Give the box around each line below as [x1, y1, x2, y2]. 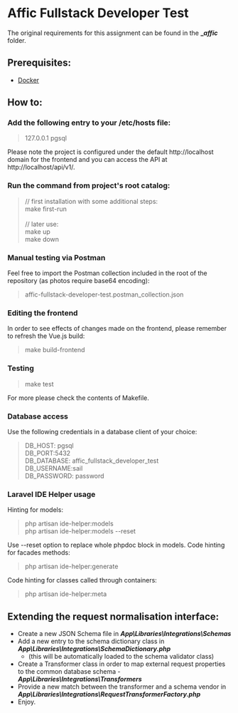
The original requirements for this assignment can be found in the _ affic [7, 29, 218, 37]
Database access [7, 411, 69, 421]
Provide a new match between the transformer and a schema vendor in [17, 682, 227, 691]
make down [24, 235, 59, 243]
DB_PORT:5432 [24, 448, 71, 457]
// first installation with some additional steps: [24, 197, 158, 205]
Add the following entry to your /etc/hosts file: [7, 118, 171, 128]
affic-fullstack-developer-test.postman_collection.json [24, 290, 184, 299]
